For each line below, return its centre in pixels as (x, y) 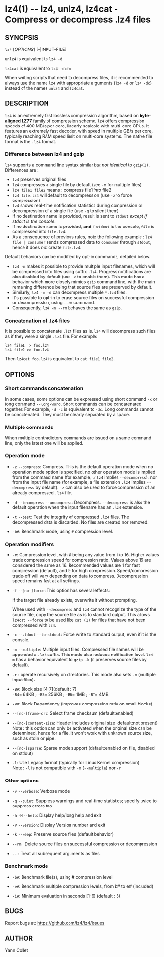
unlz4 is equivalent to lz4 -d (34, 59)
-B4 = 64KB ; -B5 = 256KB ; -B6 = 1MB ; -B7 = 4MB (60, 694)
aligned (13, 121)
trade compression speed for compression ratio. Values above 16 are (82, 560)
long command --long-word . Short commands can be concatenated (73, 404)
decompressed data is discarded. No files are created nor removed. (81, 522)
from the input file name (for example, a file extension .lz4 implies (79, 482)
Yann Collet (17, 950)
